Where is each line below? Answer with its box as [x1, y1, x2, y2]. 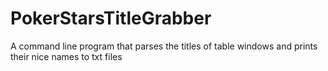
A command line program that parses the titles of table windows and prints [10, 40, 318, 52]
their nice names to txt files [10, 50, 123, 62]
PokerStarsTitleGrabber [10, 7, 212, 30]
